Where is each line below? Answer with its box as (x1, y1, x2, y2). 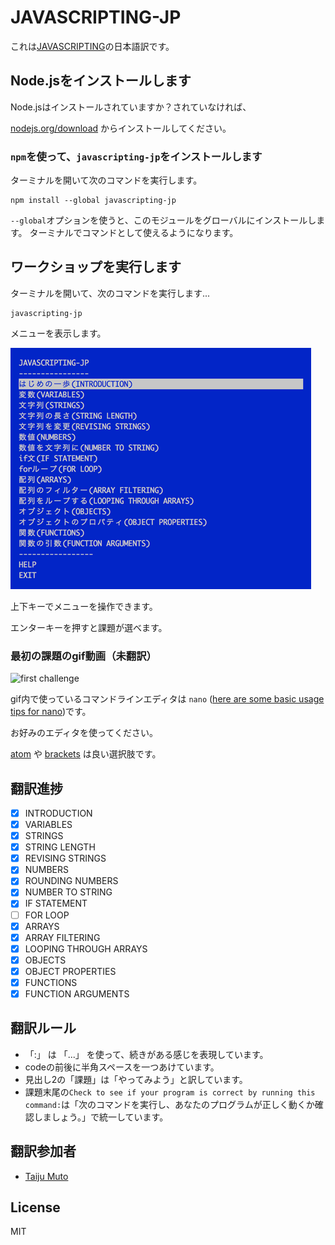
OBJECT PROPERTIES (24, 965, 117, 977)
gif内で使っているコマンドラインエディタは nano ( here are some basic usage (10, 693, 325, 705)
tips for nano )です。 (10, 706, 92, 718)
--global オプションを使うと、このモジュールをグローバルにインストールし (10, 214, 317, 226)
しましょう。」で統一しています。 (33, 1111, 169, 1123)
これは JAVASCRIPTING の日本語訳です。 (10, 40, 175, 52)
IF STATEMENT (24, 897, 88, 910)
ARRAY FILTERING (24, 931, 101, 943)
